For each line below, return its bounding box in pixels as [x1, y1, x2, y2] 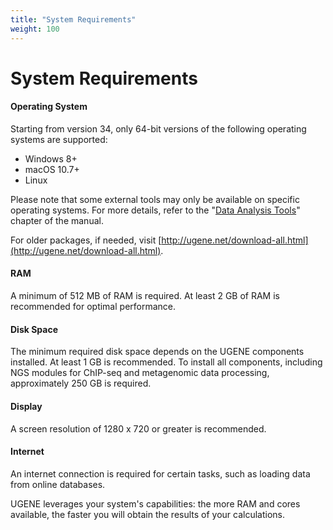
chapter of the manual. [10, 214, 104, 226]
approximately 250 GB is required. [10, 377, 152, 390]
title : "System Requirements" [10, 14, 137, 25]
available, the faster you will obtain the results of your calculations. [10, 508, 286, 520]
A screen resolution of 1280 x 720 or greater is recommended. [10, 422, 267, 435]
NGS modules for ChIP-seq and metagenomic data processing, [10, 367, 270, 379]
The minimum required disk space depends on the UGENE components [10, 346, 305, 358]
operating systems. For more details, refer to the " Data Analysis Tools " [10, 204, 301, 216]
